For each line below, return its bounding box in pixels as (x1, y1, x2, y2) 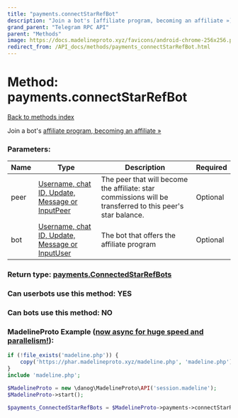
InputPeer (38, 205, 71, 215)
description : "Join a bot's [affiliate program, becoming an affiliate (7, 17, 223, 24)
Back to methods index (7, 112, 74, 121)
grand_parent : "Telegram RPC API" (7, 23, 110, 31)
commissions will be (101, 193, 169, 203)
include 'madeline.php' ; (7, 371, 81, 379)
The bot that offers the (101, 230, 176, 240)
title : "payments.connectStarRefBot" (7, 10, 119, 18)
